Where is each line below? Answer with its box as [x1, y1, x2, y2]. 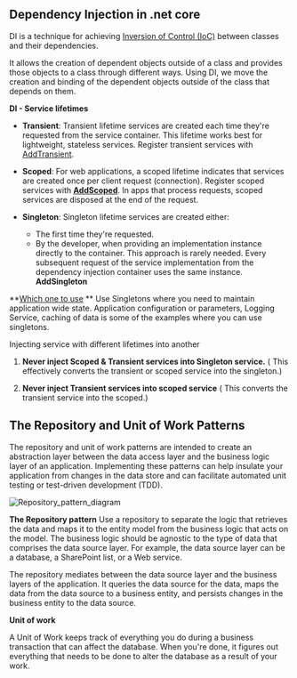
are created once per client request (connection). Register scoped [21, 175, 265, 186]
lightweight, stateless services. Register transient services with [21, 139, 253, 149]
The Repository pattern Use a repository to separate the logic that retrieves [9, 513, 288, 524]
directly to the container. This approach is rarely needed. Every [35, 247, 267, 258]
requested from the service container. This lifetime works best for [21, 129, 263, 141]
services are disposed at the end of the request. [21, 194, 198, 205]
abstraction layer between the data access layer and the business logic [9, 451, 270, 462]
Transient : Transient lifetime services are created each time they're [21, 120, 269, 131]
